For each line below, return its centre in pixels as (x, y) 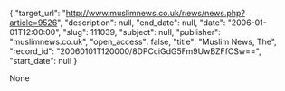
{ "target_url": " (38, 13)
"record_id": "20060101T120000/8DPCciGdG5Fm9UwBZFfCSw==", (135, 51)
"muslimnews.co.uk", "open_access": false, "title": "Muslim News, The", (143, 41)
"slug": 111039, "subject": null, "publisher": (142, 32)
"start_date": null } (43, 61)
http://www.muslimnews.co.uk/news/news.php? (156, 13)
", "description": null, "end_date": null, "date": (142, 23)
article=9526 (33, 23)
